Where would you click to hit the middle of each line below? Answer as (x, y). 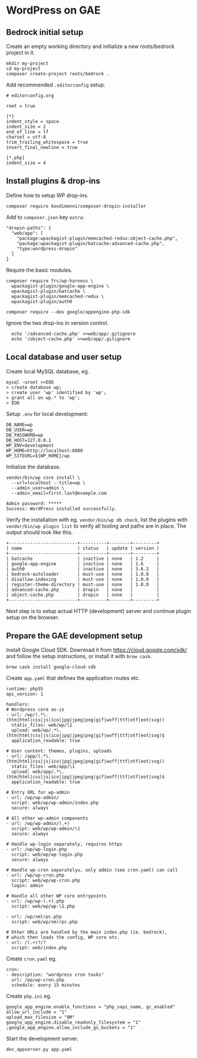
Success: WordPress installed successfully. (62, 509)
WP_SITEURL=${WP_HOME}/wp (38, 456)
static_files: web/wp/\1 (42, 725)
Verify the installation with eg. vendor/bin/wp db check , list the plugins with (97, 520)
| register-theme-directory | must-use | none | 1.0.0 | (83, 584)
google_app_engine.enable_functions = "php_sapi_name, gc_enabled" (91, 1007)
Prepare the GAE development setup (74, 636)
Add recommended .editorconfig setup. (56, 85)
